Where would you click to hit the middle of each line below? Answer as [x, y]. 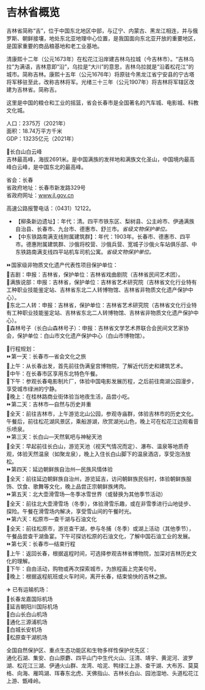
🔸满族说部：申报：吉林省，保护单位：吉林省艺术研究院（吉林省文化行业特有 [102, 282]
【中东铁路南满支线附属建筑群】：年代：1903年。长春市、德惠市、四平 [103, 236]
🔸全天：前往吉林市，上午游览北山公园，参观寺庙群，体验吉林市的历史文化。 [102, 413]
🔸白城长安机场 [24, 629]
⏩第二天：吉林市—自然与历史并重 [49, 404]
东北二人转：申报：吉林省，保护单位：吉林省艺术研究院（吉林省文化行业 [101, 305]
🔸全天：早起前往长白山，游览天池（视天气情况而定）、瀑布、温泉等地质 [95, 446]
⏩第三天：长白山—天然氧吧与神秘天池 [54, 437]
